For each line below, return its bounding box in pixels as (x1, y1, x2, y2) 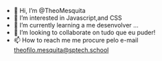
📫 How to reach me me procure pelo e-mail (13, 36, 139, 44)
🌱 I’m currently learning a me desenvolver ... (13, 21, 139, 29)
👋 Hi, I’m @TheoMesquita (13, 7, 86, 14)
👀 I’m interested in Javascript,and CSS (13, 14, 122, 22)
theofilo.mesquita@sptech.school (13, 46, 109, 54)
